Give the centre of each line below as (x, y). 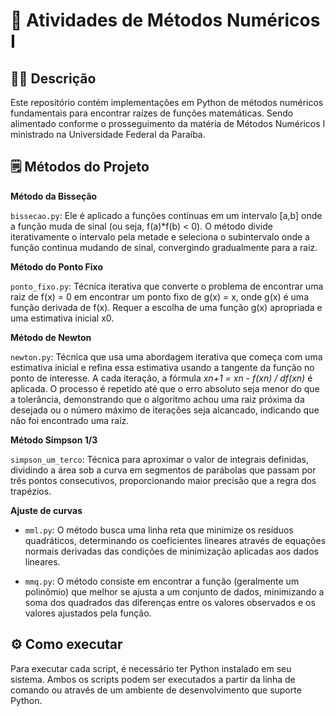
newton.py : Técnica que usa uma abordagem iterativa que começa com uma (166, 356)
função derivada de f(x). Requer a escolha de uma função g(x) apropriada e (166, 307)
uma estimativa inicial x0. (62, 318)
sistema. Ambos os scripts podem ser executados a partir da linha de (153, 679)
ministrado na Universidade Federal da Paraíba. (108, 134)
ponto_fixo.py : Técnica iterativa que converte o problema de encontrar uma (167, 286)
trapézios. (31, 491)
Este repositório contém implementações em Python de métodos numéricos (167, 102)
